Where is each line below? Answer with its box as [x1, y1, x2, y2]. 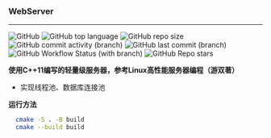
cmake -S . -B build [15, 115, 85, 124]
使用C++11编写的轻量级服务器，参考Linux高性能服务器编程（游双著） [8, 65, 240, 75]
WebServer [8, 6, 54, 17]
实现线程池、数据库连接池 [19, 82, 106, 92]
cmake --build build [15, 123, 85, 132]
